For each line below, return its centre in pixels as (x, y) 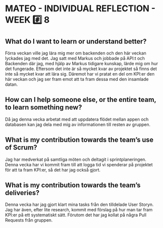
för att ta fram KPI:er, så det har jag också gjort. (53, 170)
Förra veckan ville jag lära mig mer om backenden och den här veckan (76, 53)
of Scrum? (21, 148)
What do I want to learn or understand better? (76, 41)
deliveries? (22, 193)
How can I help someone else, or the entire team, (81, 100)
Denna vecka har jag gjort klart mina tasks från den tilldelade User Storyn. (79, 204)
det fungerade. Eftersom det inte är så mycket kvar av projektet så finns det (81, 69)
